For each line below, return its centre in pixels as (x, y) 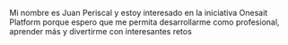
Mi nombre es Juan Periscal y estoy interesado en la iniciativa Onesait (139, 13)
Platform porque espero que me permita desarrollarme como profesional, (144, 22)
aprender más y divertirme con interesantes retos (101, 31)
